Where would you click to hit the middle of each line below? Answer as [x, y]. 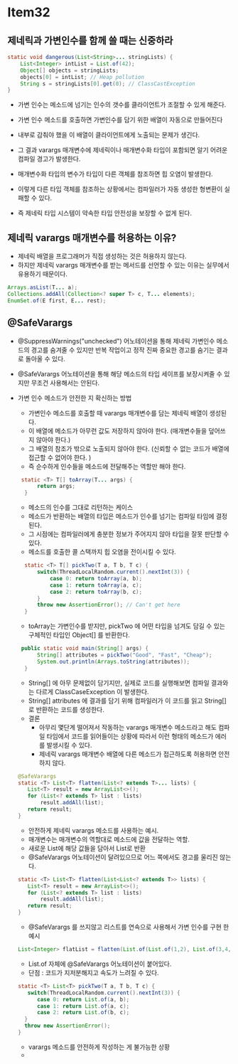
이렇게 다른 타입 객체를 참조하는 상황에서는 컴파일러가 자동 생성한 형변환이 [120, 189]
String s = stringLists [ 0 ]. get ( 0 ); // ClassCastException [108, 84]
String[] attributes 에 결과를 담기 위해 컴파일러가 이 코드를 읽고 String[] [128, 701]
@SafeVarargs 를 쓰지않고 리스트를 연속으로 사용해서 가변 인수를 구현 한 [129, 927]
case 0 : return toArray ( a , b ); [96, 578]
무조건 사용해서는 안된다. [65, 383]
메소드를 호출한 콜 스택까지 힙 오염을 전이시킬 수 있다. [102, 552]
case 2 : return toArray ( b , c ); [96, 592]
